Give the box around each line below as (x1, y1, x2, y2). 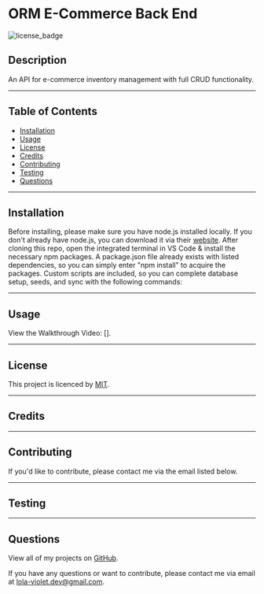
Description (8, 54, 67, 67)
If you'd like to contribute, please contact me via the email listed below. (8, 466, 238, 476)
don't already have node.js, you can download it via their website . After (8, 236, 238, 245)
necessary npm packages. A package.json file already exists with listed (8, 252, 240, 262)
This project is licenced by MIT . (8, 380, 110, 388)
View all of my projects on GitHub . (8, 553, 119, 563)
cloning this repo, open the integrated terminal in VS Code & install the (8, 243, 236, 253)
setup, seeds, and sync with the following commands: (8, 277, 183, 287)
